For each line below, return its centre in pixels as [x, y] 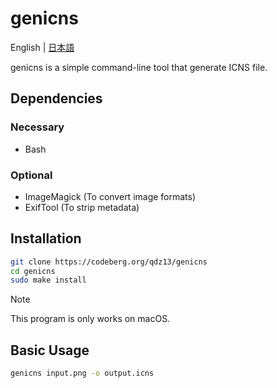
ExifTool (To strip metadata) [82, 207]
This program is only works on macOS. [90, 319]
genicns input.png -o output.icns [82, 373]
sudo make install [48, 280]
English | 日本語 [42, 47]
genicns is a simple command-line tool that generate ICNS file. [139, 67]
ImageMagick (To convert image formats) [110, 196]
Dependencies [56, 98]
